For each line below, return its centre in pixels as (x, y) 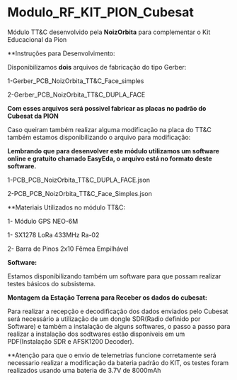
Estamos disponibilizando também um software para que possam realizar (114, 276)
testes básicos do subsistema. (52, 283)
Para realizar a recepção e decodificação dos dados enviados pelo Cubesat (118, 311)
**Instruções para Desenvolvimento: (61, 53)
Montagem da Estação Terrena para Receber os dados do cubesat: (107, 297)
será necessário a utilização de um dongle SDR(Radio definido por (104, 319)
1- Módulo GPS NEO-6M (43, 221)
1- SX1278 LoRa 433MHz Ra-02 (53, 234)
